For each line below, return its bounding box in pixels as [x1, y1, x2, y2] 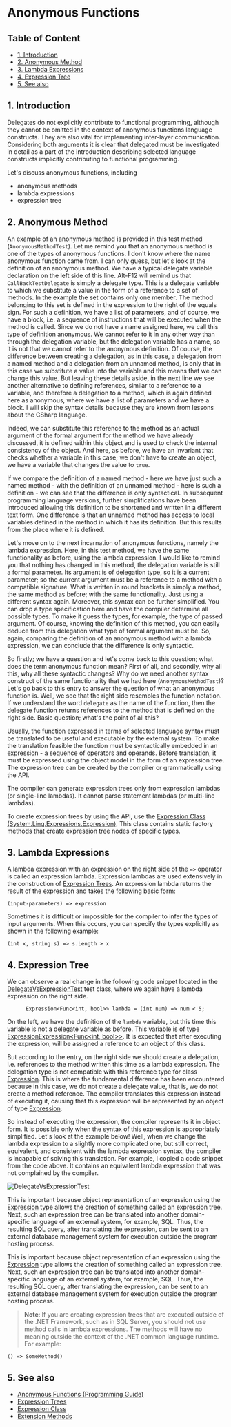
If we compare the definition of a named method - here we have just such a [7, 474, 221, 482]
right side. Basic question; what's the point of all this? [7, 713, 159, 722]
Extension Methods [17, 1413, 72, 1421]
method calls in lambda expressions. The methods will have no [23, 1325, 203, 1333]
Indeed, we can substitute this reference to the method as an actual [7, 424, 199, 432]
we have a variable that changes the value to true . [7, 460, 150, 469]
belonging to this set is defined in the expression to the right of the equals [7, 300, 217, 308]
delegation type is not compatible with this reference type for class [7, 1067, 198, 1076]
